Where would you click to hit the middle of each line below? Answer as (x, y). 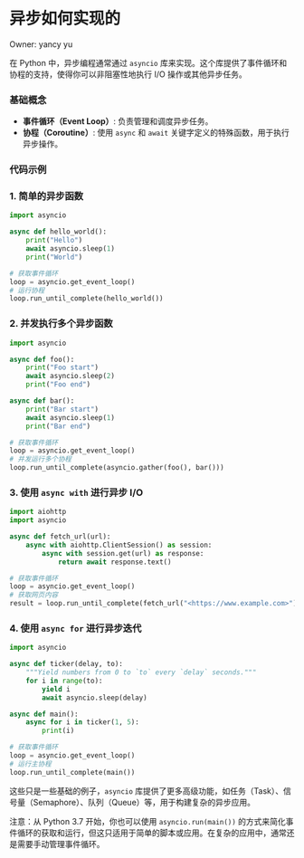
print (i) (58, 731)
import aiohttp (38, 512)
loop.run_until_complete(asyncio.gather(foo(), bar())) (117, 468)
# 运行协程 (27, 291)
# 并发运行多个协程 (41, 459)
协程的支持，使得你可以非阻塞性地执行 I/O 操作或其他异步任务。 (128, 74)
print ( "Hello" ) (54, 241)
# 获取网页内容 (34, 595)
